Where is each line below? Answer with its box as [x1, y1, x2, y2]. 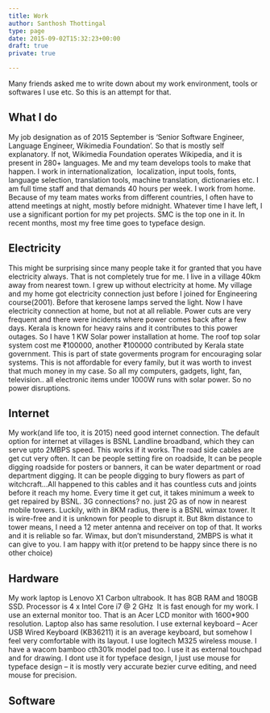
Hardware [8, 572, 59, 585]
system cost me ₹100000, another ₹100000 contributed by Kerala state [8, 340, 244, 350]
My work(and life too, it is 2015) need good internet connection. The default [8, 428, 260, 437]
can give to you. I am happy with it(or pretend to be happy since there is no [8, 539, 258, 550]
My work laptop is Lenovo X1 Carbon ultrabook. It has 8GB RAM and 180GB [8, 593, 258, 603]
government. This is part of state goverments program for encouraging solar [8, 348, 262, 358]
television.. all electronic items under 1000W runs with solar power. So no [8, 374, 251, 384]
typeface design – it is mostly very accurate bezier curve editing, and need [8, 662, 257, 672]
